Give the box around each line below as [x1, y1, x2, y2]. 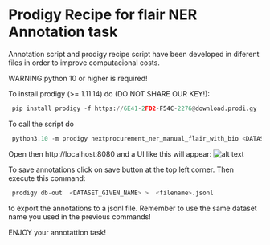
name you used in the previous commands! [8, 211, 151, 222]
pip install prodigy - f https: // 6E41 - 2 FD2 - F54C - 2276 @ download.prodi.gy [11, 104, 257, 112]
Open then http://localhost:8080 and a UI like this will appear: [8, 149, 212, 158]
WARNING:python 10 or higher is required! [8, 73, 148, 83]
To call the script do [8, 119, 75, 129]
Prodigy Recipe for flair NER [8, 6, 198, 24]
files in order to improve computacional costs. [8, 58, 161, 67]
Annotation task [8, 22, 118, 41]
